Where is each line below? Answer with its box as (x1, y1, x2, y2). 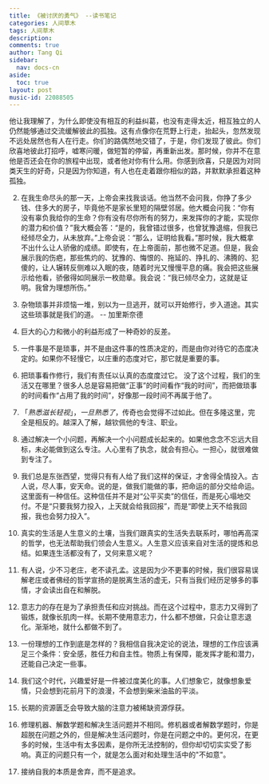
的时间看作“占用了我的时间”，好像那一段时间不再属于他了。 (20, 390, 216, 400)
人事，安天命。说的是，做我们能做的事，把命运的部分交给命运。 (48, 481, 259, 491)
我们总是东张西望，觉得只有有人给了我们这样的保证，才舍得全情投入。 (20, 472, 252, 481)
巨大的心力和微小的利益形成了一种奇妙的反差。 (20, 327, 175, 336)
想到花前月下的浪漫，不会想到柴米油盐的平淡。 (48, 686, 203, 695)
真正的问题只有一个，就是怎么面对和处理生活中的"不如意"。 (34, 750, 231, 759)
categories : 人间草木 (9, 19, 77, 27)
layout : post (9, 85, 53, 94)
